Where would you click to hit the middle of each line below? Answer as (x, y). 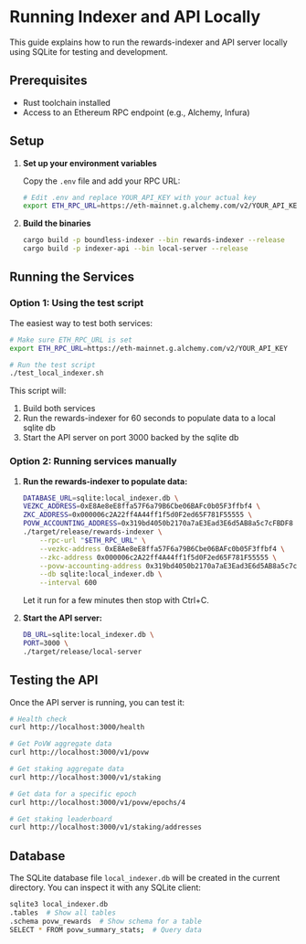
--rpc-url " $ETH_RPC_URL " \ (93, 540)
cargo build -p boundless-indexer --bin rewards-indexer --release (154, 240)
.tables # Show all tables (63, 913)
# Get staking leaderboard (61, 819)
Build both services (59, 408)
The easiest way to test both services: (81, 323)
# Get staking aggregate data (67, 769)
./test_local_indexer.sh (57, 373)
